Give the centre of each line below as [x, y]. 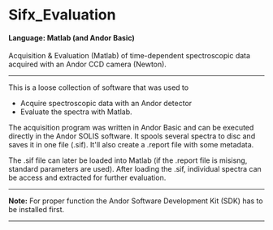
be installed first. [37, 210]
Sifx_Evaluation [62, 15]
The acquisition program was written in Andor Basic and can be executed [131, 128]
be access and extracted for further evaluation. [87, 178]
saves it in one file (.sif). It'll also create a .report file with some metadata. [131, 145]
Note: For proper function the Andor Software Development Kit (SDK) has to [136, 201]
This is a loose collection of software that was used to [99, 87]
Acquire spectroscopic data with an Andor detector [106, 104]
